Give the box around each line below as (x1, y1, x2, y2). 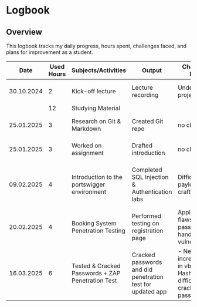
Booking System (71, 220, 117, 227)
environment (71, 188, 107, 195)
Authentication (131, 188, 172, 195)
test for (131, 280, 152, 288)
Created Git (131, 117, 164, 125)
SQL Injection (131, 173, 169, 181)
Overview (6, 27, 43, 37)
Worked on (71, 141, 102, 150)
